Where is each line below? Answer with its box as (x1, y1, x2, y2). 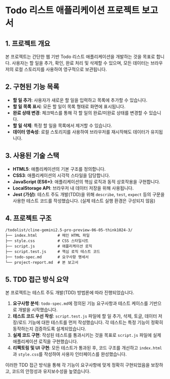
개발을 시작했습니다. (18, 307, 58, 313)
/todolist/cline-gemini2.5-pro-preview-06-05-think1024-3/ (5, 228, 133, 233)
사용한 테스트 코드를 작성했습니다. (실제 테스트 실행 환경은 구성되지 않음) (12, 198, 156, 204)
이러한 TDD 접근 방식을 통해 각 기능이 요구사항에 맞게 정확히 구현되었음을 (5, 362, 150, 368)
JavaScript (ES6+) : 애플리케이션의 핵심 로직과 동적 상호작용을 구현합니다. (12, 178, 161, 184)
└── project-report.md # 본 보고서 (5, 260, 79, 265)
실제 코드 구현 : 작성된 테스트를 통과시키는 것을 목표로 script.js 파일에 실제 (12, 332, 161, 338)
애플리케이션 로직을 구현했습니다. (12, 338, 78, 344)
